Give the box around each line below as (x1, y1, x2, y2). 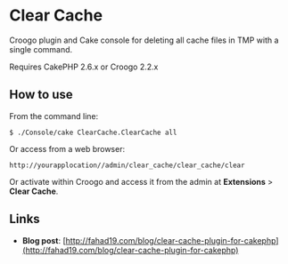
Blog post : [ (21, 235, 67, 245)
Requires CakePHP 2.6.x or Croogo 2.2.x (9, 61, 159, 72)
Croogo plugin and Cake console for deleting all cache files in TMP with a (9, 35, 279, 45)
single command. (9, 44, 73, 54)
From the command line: (9, 110, 99, 121)
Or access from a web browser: (9, 143, 126, 154)
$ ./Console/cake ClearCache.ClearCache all (9, 128, 177, 137)
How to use (9, 87, 73, 102)
